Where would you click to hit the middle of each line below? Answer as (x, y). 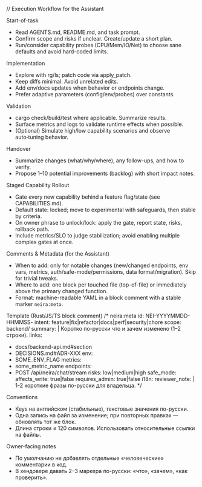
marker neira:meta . (39, 304)
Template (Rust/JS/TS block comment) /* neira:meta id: (75, 316)
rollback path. (32, 229)
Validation (19, 106)
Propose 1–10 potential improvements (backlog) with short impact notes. (105, 173)
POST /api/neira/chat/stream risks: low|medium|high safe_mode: (96, 373)
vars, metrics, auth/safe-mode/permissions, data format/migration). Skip (106, 272)
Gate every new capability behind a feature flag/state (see (87, 197)
